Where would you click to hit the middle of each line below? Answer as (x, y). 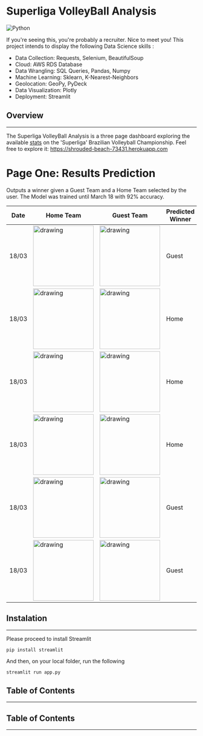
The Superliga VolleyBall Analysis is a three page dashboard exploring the (98, 136)
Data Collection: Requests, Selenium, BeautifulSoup (79, 58)
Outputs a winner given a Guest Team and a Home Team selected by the (96, 190)
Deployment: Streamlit (43, 96)
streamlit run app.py (34, 672)
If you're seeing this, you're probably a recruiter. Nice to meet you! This (95, 39)
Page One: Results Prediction (81, 173)
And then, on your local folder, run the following (66, 661)
